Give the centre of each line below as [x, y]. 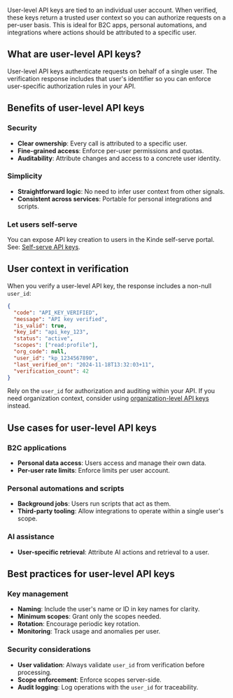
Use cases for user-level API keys [82, 428]
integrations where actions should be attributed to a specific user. [102, 32]
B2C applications [37, 448]
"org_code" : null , [41, 352]
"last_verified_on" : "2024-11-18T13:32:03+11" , [84, 364]
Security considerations [49, 650]
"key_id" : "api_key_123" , [51, 332]
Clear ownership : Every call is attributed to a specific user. [102, 143]
